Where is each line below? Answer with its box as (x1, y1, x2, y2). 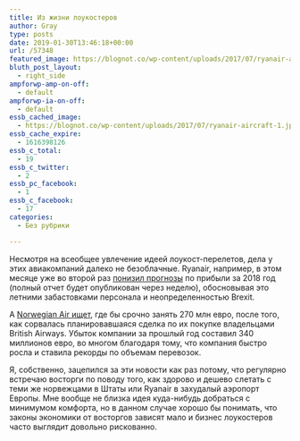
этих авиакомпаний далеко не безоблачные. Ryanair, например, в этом (9, 263, 282, 274)
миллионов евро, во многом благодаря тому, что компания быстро (9, 337, 268, 348)
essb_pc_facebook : (9, 180, 78, 189)
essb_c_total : (9, 146, 62, 155)
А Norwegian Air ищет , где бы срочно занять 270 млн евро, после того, (9, 309, 279, 319)
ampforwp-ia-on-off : (9, 96, 87, 106)
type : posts (9, 30, 54, 38)
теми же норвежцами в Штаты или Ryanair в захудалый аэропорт (9, 383, 260, 394)
